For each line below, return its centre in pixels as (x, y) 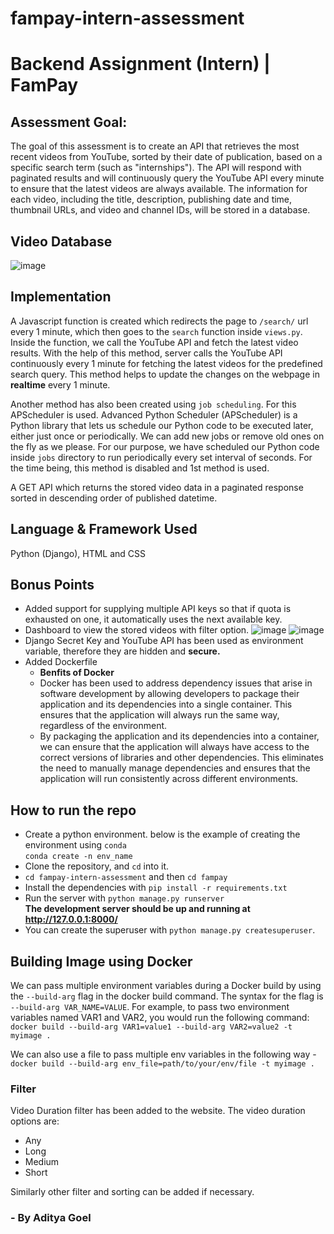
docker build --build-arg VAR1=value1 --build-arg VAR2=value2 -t (151, 1027)
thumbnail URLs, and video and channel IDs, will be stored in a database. (160, 210)
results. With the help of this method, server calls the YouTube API (146, 353)
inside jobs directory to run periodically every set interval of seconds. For (161, 457)
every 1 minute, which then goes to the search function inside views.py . (156, 331)
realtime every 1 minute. (60, 384)
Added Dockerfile (61, 662)
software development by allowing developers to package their (169, 694)
